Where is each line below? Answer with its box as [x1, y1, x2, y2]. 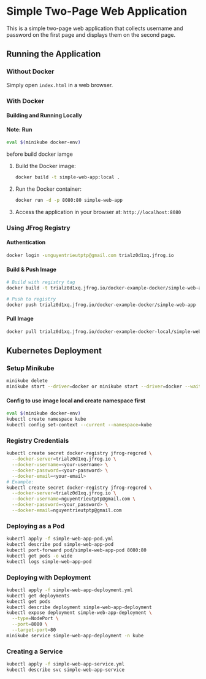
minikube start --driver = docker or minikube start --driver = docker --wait [6, 383, 202, 390]
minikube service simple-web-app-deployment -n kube [6, 632, 144, 639]
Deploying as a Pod [6, 521, 65, 530]
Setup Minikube [6, 364, 55, 372]
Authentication [6, 239, 46, 246]
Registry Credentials [6, 436, 69, 445]
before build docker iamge [6, 150, 74, 158]
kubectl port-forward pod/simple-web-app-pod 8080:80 [6, 547, 147, 553]
